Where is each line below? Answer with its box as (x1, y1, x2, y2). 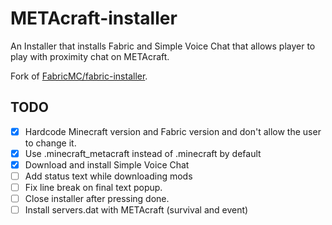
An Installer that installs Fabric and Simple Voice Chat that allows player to (10, 40, 316, 52)
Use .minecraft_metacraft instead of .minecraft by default (24, 147, 262, 159)
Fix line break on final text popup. (24, 182, 163, 193)
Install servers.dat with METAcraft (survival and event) (24, 204, 249, 216)
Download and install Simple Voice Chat (24, 158, 190, 171)
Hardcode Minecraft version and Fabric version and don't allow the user (24, 125, 322, 137)
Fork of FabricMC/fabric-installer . (10, 70, 148, 82)
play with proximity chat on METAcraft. (10, 50, 170, 62)
